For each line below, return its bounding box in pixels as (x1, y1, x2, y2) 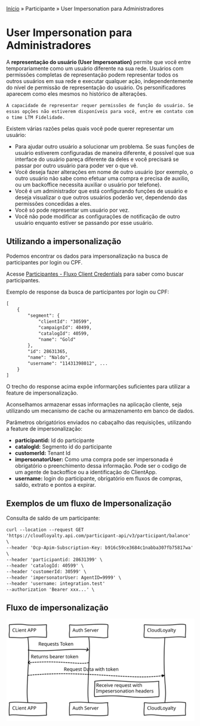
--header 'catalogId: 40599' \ (6, 562, 84, 569)
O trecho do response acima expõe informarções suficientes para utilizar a (6, 383, 190, 390)
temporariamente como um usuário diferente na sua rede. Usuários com (6, 65, 184, 72)
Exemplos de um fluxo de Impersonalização (6, 499, 172, 509)
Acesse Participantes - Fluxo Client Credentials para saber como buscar (6, 270, 184, 277)
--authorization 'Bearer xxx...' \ (6, 586, 95, 593)
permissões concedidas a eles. (14, 200, 91, 207)
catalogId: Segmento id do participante (14, 443, 112, 450)
